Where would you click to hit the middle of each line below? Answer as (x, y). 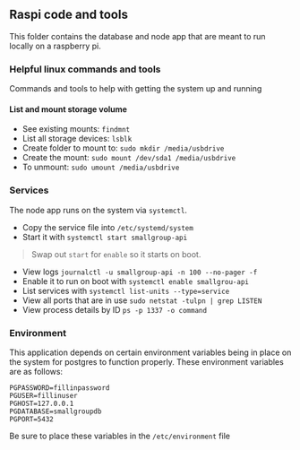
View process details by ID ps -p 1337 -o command (115, 309)
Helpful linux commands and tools (85, 69)
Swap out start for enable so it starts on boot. (116, 254)
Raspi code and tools (69, 15)
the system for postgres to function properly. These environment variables (146, 361)
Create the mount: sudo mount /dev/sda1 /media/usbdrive (129, 158)
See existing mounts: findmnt (76, 129)
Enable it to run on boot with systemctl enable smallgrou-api (135, 281)
